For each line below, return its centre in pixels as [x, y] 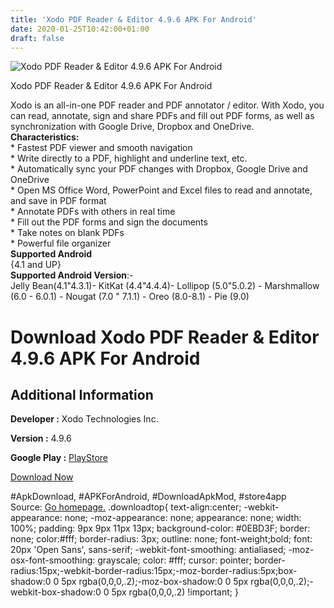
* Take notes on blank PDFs [67, 233]
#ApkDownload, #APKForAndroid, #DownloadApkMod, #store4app [148, 497]
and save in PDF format [58, 201]
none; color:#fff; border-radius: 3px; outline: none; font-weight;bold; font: [161, 539]
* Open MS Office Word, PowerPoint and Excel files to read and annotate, [161, 190]
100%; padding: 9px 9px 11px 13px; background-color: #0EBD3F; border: [160, 528]
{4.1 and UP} [36, 265]
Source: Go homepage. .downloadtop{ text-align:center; [126, 507]
